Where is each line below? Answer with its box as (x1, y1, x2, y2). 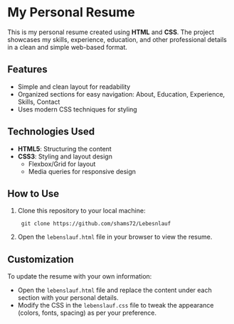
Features (7, 63, 48, 75)
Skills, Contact (17, 97, 60, 106)
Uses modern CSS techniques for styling (17, 104, 137, 114)
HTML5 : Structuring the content (17, 144, 112, 153)
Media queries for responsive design (28, 167, 137, 175)
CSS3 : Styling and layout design (17, 152, 112, 161)
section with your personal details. (17, 293, 119, 302)
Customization (7, 253, 75, 265)
